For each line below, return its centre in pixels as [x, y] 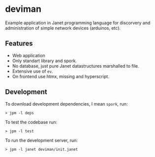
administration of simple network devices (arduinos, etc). [63, 28]
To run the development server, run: [41, 140]
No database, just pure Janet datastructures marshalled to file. [76, 66]
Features [19, 44]
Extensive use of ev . [32, 71]
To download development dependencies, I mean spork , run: [66, 104]
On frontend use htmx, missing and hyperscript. [61, 76]
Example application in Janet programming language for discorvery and [78, 23]
